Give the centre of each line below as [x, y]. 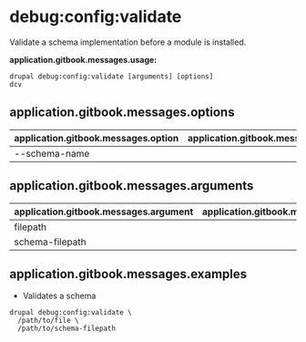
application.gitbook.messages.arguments [132, 186]
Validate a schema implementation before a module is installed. [128, 42]
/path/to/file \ [48, 321]
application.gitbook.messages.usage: [83, 59]
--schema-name [52, 153]
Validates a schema [59, 296]
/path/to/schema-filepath [67, 329]
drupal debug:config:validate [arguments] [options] [112, 76]
